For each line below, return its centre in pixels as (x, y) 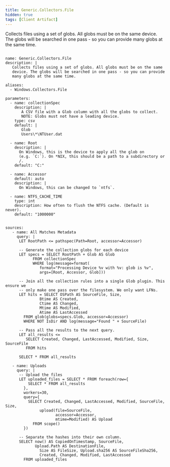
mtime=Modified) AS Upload (84, 420)
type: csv (25, 121)
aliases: (15, 85)
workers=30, (36, 393)
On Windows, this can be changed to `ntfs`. (67, 188)
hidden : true (19, 15)
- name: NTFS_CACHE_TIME (36, 197)
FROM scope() (46, 424)
